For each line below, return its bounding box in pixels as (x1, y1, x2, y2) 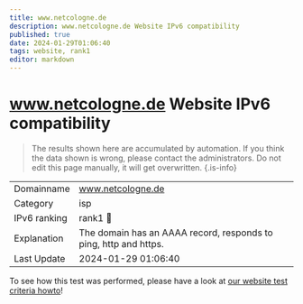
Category (14, 197, 54, 209)
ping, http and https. (78, 237, 164, 250)
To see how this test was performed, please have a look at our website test (9, 275, 289, 286)
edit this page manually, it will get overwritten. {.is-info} (31, 161, 237, 172)
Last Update (14, 252, 66, 264)
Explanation (14, 232, 64, 244)
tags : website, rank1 (9, 47, 91, 56)
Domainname (14, 182, 70, 195)
